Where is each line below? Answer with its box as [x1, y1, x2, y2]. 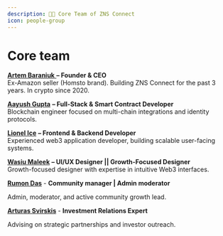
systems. [7, 144, 34, 153]
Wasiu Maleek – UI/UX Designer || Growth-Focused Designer [7, 158, 190, 166]
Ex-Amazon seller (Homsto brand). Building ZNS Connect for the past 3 [7, 79, 216, 87]
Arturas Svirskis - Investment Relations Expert [7, 207, 148, 215]
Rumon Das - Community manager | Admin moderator [7, 179, 170, 188]
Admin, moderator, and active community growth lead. [7, 193, 167, 201]
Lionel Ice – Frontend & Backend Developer [7, 129, 136, 137]
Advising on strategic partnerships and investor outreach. [7, 220, 176, 229]
